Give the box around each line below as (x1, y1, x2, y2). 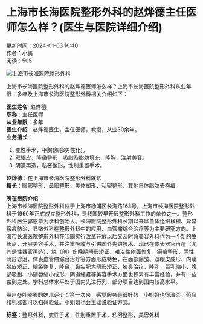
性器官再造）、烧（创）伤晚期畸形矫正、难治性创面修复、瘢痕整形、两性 (16, 248, 195, 255)
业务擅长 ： (6, 133, 33, 141)
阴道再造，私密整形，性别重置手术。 (14, 161, 106, 168)
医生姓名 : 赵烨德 (6, 103, 47, 110)
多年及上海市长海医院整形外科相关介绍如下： (16, 90, 128, 98)
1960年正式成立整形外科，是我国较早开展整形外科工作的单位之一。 (16, 210, 182, 217)
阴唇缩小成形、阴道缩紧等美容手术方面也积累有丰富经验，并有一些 (32, 270, 197, 277)
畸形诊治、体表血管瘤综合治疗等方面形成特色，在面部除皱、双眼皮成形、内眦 (6, 255, 197, 262)
